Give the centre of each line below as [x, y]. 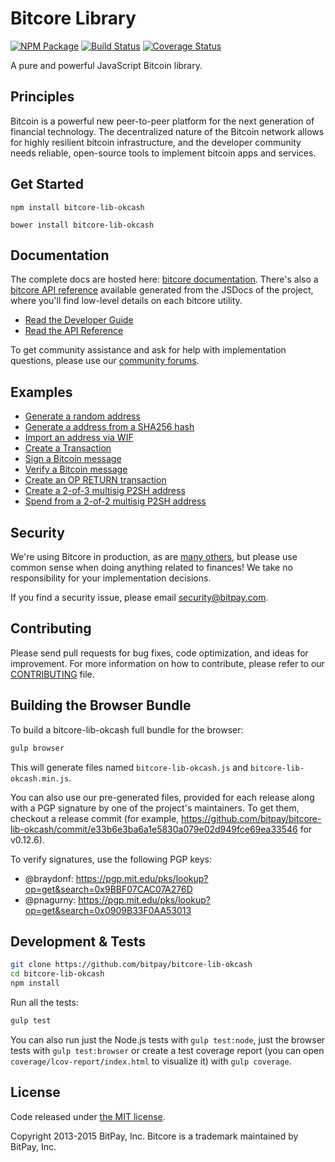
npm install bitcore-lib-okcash [77, 207]
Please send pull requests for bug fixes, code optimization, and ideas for [159, 653]
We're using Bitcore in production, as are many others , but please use [154, 556]
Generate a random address [82, 416]
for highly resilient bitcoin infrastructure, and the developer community [156, 142]
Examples [41, 392]
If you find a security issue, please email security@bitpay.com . [139, 597]
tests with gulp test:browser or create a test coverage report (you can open [167, 1050]
